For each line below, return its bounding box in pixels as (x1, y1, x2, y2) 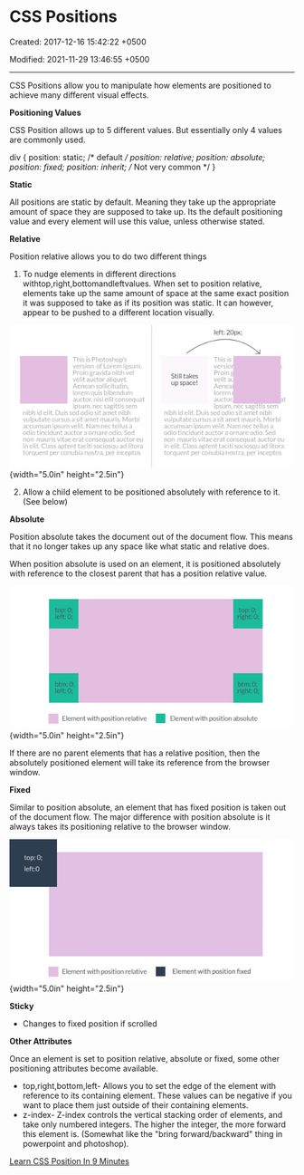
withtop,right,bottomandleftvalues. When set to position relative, (22, 278, 262, 289)
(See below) (22, 496, 68, 506)
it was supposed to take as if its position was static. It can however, (22, 297, 274, 308)
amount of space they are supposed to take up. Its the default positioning (9, 206, 283, 217)
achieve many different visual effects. (9, 89, 149, 101)
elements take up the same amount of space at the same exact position (22, 287, 290, 298)
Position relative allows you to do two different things (9, 251, 207, 262)
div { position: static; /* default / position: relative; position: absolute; (9, 151, 266, 162)
